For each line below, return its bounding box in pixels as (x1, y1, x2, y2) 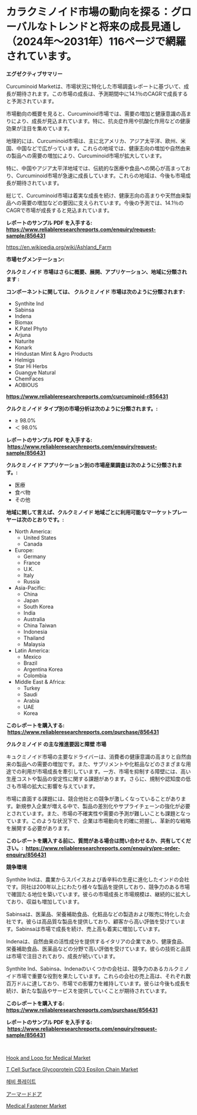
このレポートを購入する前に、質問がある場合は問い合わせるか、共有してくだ (6, 837, 191, 844)
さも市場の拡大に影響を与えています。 (6, 782, 98, 789)
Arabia (23, 697, 40, 704)
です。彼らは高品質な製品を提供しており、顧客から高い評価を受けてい (11, 918, 181, 925)
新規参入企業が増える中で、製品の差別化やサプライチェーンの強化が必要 (15, 802, 191, 809)
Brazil (23, 659, 38, 667)
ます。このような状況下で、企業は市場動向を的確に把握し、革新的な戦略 (16, 817, 191, 824)
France (23, 559, 41, 566)
